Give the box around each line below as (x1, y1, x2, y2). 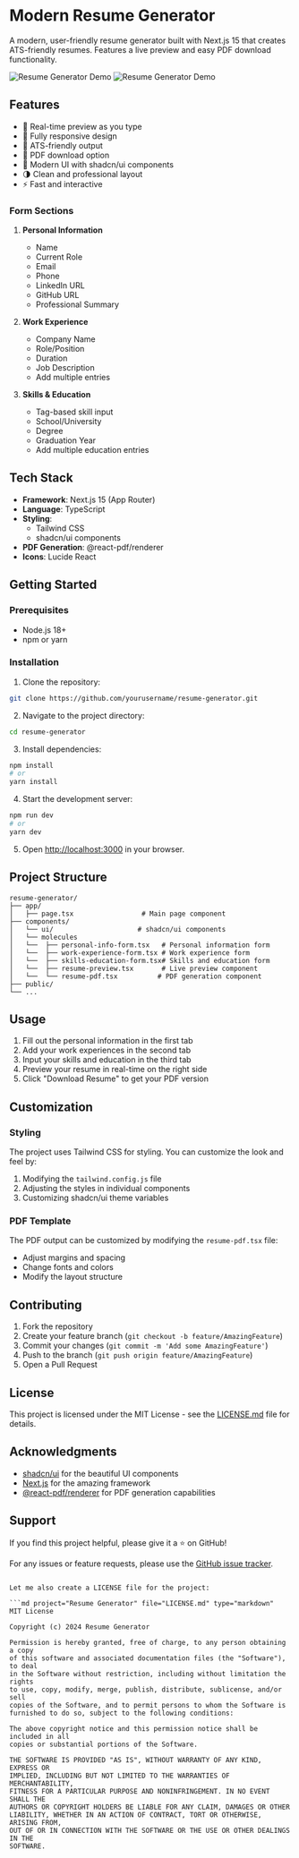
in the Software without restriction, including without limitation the (9, 1669, 286, 1678)
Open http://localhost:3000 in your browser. (21, 843, 185, 855)
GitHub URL (35, 290, 80, 301)
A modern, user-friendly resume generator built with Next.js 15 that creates (9, 35, 286, 46)
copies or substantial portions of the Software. (9, 1740, 199, 1749)
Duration (35, 353, 68, 363)
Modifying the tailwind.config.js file (21, 1173, 162, 1184)
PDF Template (9, 1215, 72, 1227)
